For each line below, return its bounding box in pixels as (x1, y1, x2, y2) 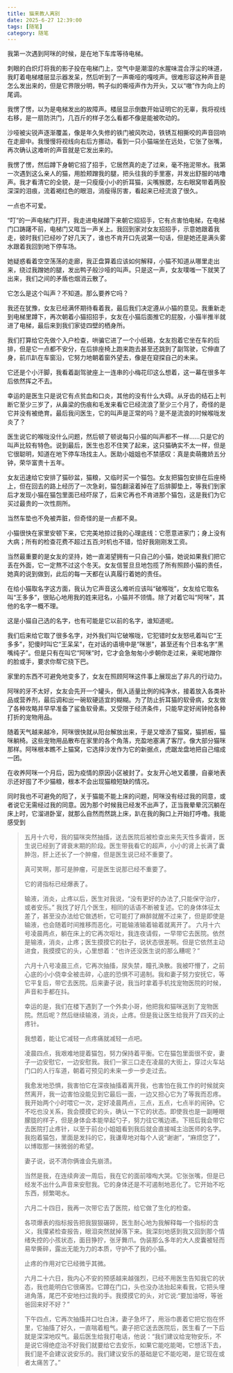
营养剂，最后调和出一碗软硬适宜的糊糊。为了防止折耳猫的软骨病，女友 (19, 696, 220, 704)
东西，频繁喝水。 (24, 1189, 74, 1197)
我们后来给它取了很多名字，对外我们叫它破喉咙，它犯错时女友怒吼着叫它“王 (7, 632, 223, 640)
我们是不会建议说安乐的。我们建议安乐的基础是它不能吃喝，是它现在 (24, 1349, 219, 1358)
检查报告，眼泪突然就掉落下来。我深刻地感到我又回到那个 (54, 1227, 219, 1235)
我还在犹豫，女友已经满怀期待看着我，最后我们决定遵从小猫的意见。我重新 (7, 304, 220, 313)
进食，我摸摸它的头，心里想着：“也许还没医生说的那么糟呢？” (24, 946, 200, 955)
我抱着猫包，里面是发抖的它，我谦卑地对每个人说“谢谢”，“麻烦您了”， (24, 1133, 224, 1142)
